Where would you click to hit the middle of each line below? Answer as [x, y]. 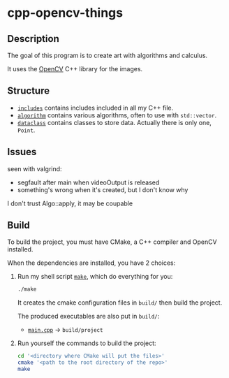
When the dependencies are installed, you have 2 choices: [91, 263]
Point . [26, 130]
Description [33, 39]
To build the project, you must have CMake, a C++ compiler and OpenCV [112, 242]
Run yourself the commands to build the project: [87, 343]
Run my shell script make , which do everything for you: [95, 277]
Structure [29, 91]
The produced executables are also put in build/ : [88, 317]
